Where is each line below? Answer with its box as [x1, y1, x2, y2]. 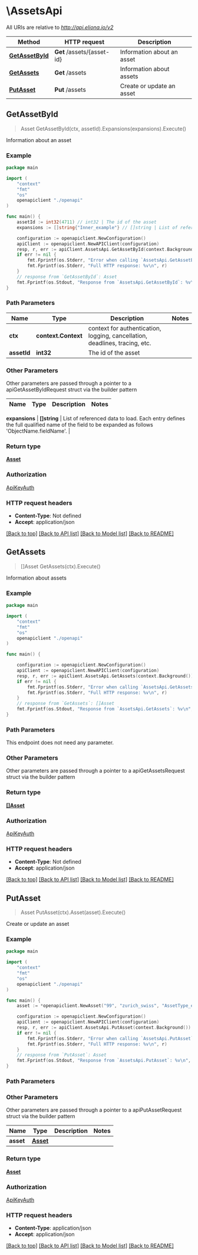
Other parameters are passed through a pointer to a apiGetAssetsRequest [6, 767, 185, 774]
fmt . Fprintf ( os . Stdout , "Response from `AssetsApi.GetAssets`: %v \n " [16, 706, 192, 712]
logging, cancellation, [88, 332, 148, 340]
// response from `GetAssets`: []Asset [16, 700, 115, 707]
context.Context [36, 332, 82, 340]
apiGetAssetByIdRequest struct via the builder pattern [6, 386, 137, 393]
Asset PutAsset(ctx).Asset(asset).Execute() [20, 909, 126, 916]
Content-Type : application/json [14, 1224, 91, 1232]
